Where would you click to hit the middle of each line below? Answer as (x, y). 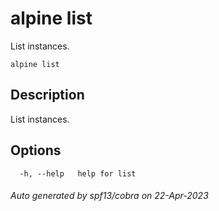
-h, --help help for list (78, 173)
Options (36, 150)
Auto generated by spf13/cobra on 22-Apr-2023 (109, 196)
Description (47, 95)
